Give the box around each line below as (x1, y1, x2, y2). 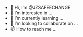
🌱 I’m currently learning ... (10, 15, 64, 21)
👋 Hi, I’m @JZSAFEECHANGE (10, 5, 71, 10)
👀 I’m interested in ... (10, 10, 53, 16)
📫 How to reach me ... (10, 26, 57, 32)
